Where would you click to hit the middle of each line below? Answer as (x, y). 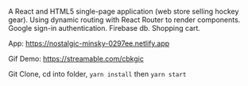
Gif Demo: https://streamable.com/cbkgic (76, 59)
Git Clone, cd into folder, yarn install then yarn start (97, 74)
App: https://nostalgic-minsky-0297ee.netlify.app (89, 43)
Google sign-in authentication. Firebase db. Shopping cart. (105, 28)
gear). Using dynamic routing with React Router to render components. (124, 20)
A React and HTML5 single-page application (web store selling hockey (124, 11)
